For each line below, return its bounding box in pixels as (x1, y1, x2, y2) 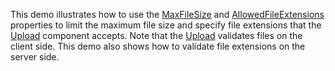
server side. (10, 51, 60, 63)
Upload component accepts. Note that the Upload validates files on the (10, 30, 303, 41)
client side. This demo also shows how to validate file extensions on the (10, 40, 306, 52)
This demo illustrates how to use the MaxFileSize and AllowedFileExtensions (10, 9, 325, 20)
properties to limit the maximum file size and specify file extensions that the (10, 19, 322, 31)
